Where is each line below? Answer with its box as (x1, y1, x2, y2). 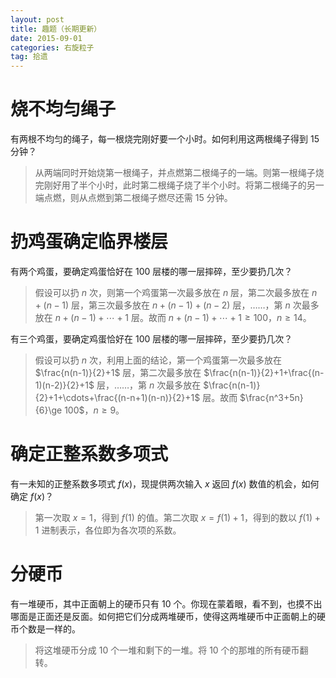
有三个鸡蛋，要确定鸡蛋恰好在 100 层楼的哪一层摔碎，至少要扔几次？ (10, 333, 293, 345)
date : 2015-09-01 (10, 33, 83, 43)
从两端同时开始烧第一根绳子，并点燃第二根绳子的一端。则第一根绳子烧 (34, 167, 325, 179)
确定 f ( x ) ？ (10, 490, 55, 502)
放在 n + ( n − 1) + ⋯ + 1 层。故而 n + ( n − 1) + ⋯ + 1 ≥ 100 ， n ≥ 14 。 (34, 312, 312, 323)
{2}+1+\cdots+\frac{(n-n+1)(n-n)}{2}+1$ (34, 392, 201, 403)
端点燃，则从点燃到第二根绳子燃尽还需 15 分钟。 (34, 192, 233, 204)
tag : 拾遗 (10, 52, 48, 62)
